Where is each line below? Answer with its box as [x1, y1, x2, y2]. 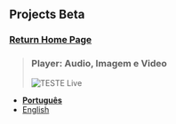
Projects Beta [9, 7, 85, 22]
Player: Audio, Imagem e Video [30, 58, 167, 70]
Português [21, 95, 62, 105]
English [21, 104, 50, 114]
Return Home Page [9, 34, 92, 46]
